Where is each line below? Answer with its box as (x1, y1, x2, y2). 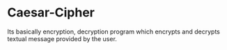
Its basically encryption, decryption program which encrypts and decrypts (7, 27, 221, 36)
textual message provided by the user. (7, 34, 117, 42)
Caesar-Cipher (7, 5, 95, 21)
